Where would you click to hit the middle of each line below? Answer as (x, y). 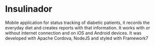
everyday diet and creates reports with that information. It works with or (78, 27)
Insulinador (29, 9)
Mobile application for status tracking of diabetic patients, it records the (77, 23)
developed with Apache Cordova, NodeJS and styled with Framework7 (77, 38)
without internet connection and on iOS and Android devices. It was (73, 33)
